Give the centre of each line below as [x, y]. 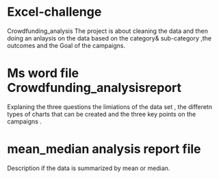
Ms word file [43, 73]
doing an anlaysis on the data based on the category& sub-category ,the [109, 38]
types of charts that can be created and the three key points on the [102, 114]
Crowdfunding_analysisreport [94, 88]
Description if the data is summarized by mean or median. [89, 168]
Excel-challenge [54, 12]
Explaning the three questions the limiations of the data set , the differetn [109, 106]
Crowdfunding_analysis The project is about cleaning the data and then [108, 31]
